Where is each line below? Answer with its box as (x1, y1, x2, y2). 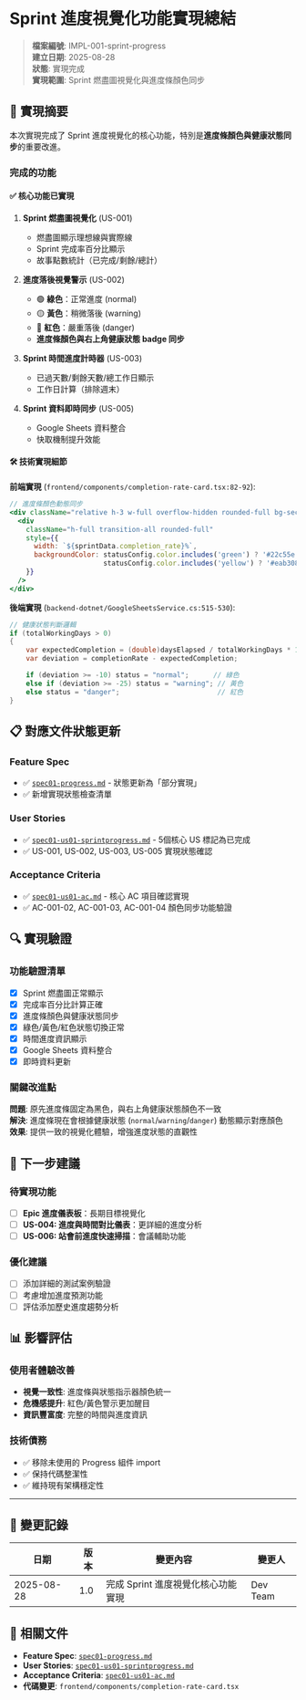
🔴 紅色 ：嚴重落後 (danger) (36, 321, 135, 333)
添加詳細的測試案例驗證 (22, 1278, 111, 1289)
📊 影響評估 (9, 1330, 73, 1346)
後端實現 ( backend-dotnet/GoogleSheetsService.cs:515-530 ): (9, 601, 236, 612)
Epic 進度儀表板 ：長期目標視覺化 (22, 1207, 146, 1218)
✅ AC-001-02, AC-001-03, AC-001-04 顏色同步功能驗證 (22, 902, 232, 913)
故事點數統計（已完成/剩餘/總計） (36, 255, 162, 266)
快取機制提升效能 (36, 433, 101, 444)
